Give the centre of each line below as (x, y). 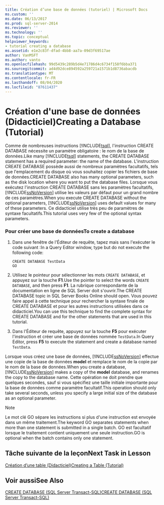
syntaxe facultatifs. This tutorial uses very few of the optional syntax (73, 213)
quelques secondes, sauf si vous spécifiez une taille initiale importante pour (82, 382)
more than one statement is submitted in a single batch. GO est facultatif (78, 428)
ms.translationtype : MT (29, 74)
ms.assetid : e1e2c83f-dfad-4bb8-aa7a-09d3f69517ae (58, 50)
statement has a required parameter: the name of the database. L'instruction (82, 161)
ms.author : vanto (23, 60)
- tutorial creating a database (38, 46)
